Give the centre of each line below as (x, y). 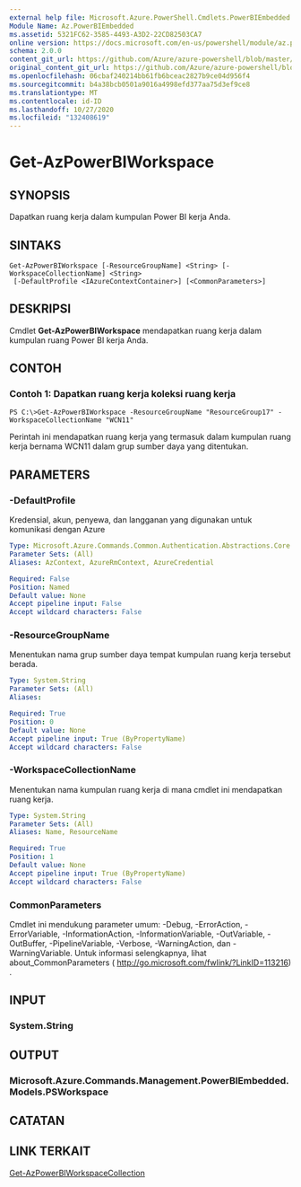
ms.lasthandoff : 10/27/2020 (62, 110)
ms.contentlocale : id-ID (56, 101)
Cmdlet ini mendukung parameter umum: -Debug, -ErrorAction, (126, 925)
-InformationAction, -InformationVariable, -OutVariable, (164, 934)
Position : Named (39, 587)
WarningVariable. (41, 954)
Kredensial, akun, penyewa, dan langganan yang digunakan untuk (131, 520)
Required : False (39, 579)
